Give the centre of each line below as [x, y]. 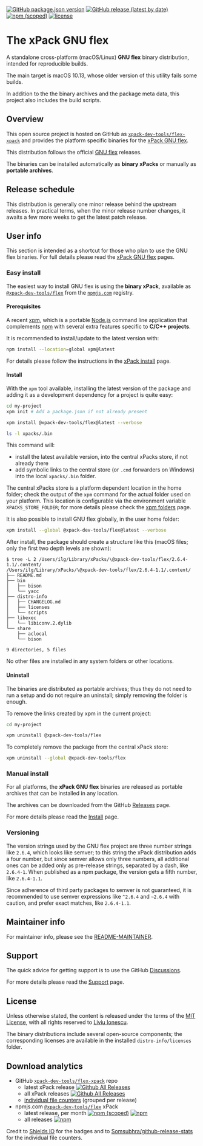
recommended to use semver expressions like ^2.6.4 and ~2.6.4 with [93, 896]
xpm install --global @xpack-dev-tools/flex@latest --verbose [86, 530]
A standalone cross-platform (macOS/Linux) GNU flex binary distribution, [98, 57]
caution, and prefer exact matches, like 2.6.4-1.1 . [69, 903]
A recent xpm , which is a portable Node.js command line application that [97, 320]
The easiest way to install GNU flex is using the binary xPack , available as [99, 286]
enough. [17, 701]
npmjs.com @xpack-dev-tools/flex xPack [66, 1107]
